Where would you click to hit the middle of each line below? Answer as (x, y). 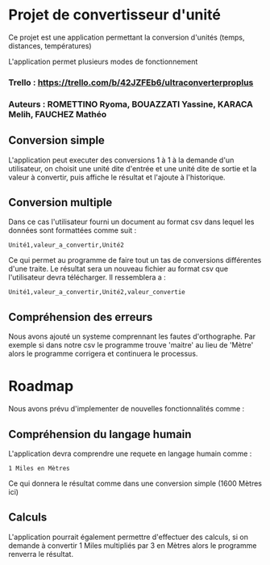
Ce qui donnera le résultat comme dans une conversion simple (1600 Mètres (135, 483)
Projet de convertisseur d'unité (115, 15)
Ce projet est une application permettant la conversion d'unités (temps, (127, 37)
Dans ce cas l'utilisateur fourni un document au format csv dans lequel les (131, 222)
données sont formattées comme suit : (73, 230)
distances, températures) (50, 45)
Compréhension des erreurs (81, 317)
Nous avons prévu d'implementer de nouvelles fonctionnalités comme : (127, 409)
